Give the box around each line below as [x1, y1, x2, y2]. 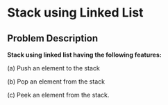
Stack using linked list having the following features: [7, 50, 162, 59]
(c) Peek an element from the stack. [7, 91, 110, 99]
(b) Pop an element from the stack [7, 77, 106, 86]
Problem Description [7, 32, 99, 44]
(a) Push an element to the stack [7, 64, 101, 72]
